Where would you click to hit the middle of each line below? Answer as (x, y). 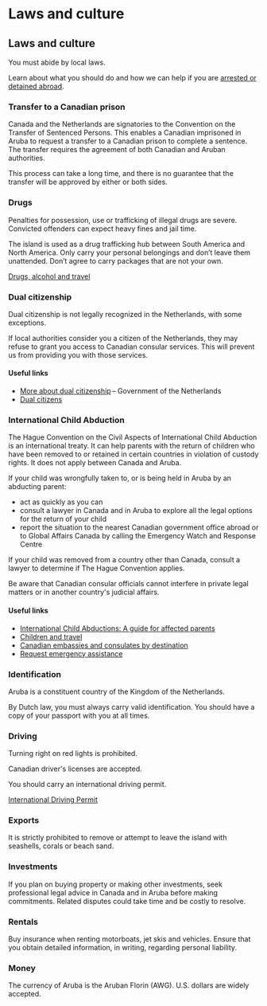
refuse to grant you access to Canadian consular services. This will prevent (132, 346)
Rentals (23, 922)
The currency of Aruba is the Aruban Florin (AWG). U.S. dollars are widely (129, 985)
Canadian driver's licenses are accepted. (75, 769)
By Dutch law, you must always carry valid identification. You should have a (132, 707)
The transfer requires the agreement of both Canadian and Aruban (117, 150)
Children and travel (51, 636)
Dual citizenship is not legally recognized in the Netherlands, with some (125, 314)
